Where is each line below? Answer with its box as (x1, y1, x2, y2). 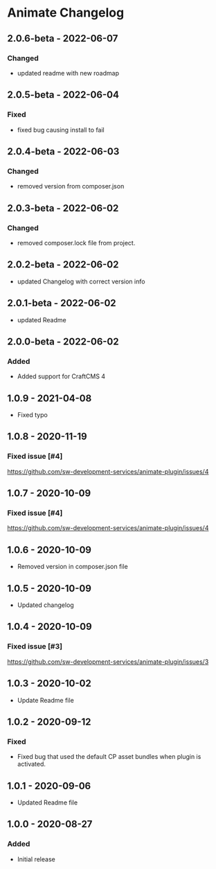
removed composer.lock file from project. (17, 238, 136, 247)
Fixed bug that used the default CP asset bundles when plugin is (17, 753, 201, 761)
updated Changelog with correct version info (17, 277, 145, 286)
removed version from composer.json (17, 182, 125, 191)
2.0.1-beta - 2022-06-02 (7, 297, 116, 309)
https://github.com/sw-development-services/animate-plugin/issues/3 (7, 657, 209, 666)
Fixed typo (17, 411, 48, 419)
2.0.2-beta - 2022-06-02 (7, 258, 119, 271)
